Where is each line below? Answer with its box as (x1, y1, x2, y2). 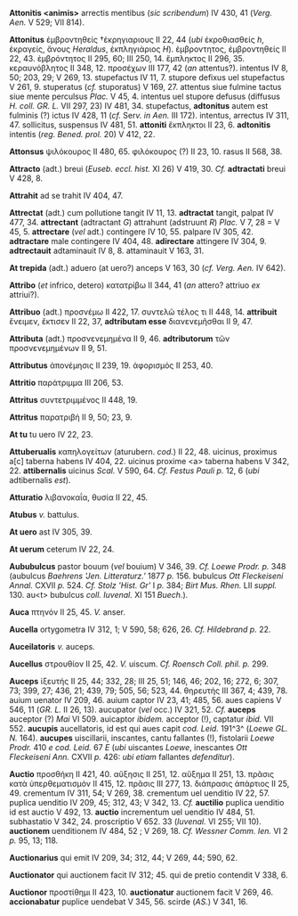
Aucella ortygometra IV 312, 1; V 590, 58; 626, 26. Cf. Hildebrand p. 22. (9, 624, 271, 634)
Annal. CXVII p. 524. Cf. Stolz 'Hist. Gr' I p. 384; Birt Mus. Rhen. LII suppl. (9, 580, 278, 591)
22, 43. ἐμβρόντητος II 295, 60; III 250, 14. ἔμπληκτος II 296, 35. (9, 53, 246, 63)
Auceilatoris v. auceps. (9, 642, 95, 651)
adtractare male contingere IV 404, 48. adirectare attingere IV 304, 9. (9, 236, 267, 246)
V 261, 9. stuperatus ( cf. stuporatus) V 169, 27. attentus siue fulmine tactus (9, 82, 282, 92)
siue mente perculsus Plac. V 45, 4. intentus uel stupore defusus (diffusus (9, 91, 280, 102)
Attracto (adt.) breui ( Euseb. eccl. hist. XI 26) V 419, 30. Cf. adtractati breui (9, 164, 286, 174)
